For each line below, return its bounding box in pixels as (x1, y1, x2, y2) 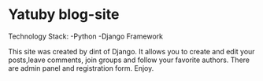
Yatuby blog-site (8, 6, 120, 24)
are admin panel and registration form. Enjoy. (8, 63, 154, 72)
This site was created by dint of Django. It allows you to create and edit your (8, 46, 255, 56)
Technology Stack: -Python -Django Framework (8, 31, 164, 41)
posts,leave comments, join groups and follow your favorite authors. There (8, 55, 250, 64)
